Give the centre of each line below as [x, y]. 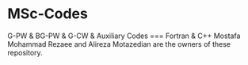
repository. [25, 52]
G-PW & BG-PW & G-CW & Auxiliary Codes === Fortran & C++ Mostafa [124, 36]
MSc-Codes [48, 14]
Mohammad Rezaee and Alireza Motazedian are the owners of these [119, 44]
